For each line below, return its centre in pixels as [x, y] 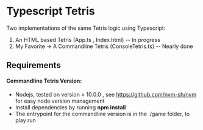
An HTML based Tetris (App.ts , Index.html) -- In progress [87, 39]
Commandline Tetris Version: [44, 81]
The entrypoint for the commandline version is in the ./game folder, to [102, 114]
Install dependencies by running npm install [70, 107]
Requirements [34, 65]
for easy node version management [60, 101]
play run [26, 120]
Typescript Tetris [51, 11]
